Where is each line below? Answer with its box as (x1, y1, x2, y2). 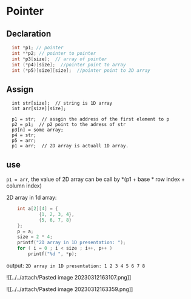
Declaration (6, 29, 52, 39)
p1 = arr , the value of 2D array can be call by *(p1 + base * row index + (6, 175, 186, 183)
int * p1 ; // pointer (12, 44, 64, 51)
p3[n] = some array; (12, 127, 64, 133)
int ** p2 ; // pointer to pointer (12, 50, 96, 56)
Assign (6, 84, 33, 94)
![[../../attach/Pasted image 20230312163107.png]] (6, 273, 132, 281)
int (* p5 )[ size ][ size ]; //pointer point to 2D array (12, 67, 150, 74)
